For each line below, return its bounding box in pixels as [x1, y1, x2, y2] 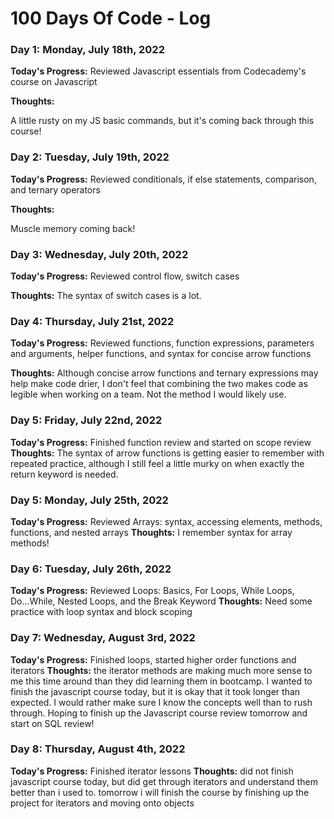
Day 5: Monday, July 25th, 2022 [10, 493, 169, 507]
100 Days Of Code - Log [10, 7, 212, 30]
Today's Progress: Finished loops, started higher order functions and [10, 653, 297, 666]
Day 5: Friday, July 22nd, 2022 [10, 413, 163, 427]
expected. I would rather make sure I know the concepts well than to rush [10, 696, 313, 708]
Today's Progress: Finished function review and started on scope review [10, 436, 312, 448]
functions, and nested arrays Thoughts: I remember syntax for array [10, 526, 293, 538]
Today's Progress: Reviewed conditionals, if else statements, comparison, [10, 173, 317, 185]
